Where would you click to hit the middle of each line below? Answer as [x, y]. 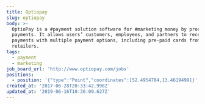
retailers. [26, 46]
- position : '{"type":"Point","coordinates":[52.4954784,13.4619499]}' [105, 80]
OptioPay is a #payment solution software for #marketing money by [99, 29]
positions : [20, 75]
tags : [13, 52]
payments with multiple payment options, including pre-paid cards [99, 40]
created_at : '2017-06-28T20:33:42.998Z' [59, 86]
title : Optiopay [27, 12]
